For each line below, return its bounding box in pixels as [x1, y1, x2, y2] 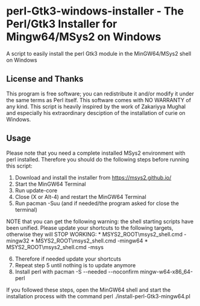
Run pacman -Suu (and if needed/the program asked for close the [14, 200, 180, 207]
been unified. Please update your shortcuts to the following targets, [6, 224, 173, 231]
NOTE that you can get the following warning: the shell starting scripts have [6, 218, 194, 225]
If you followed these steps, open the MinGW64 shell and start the [6, 286, 171, 293]
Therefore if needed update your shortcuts [14, 255, 122, 262]
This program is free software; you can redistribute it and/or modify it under [6, 90, 195, 97]
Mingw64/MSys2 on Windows [6, 30, 161, 44]
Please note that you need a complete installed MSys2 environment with [6, 149, 186, 157]
